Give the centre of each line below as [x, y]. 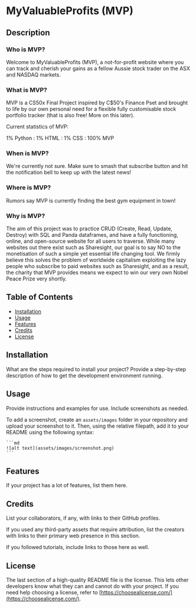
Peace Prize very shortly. [36, 279]
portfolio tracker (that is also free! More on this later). [70, 115]
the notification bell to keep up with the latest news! [69, 173]
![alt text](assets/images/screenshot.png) [60, 448]
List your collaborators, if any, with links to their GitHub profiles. [83, 518]
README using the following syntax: [50, 432]
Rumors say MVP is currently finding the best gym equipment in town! [91, 200]
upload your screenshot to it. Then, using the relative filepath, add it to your [98, 426]
